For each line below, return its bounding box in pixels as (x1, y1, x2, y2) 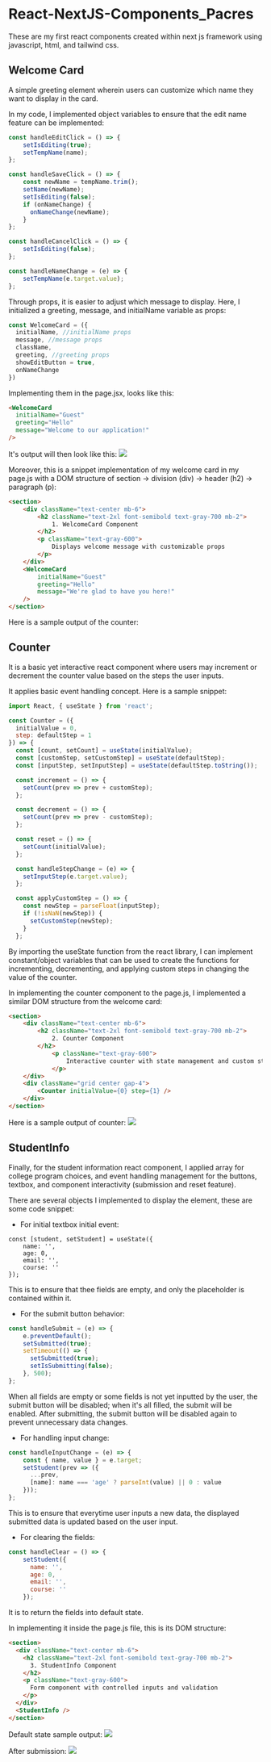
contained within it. (8, 1293, 72, 1303)
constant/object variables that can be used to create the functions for (8, 955, 240, 965)
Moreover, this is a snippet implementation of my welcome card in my (8, 465, 240, 475)
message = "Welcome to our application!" (15, 426, 150, 434)
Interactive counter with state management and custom (65, 1057, 254, 1065)
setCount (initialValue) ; (23, 843, 106, 851)
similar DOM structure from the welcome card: (8, 996, 163, 1006)
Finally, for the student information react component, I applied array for (8, 1162, 244, 1172)
